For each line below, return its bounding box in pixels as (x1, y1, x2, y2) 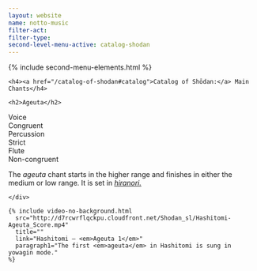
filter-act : (8, 26, 47, 34)
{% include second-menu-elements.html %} (8, 62, 153, 72)
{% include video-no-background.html (8, 207, 133, 216)
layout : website (8, 11, 62, 20)
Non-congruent (8, 155, 59, 164)
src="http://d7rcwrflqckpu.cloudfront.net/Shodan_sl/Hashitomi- (15, 214, 232, 222)
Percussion (8, 130, 45, 139)
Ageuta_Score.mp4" (8, 221, 69, 229)
